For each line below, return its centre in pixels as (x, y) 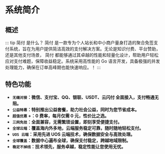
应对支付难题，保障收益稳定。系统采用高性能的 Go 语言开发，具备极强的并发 (82, 61)
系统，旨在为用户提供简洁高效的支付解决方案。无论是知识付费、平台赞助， (85, 49)
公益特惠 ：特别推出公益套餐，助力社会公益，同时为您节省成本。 (76, 110)
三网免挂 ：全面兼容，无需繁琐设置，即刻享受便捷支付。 (67, 122)
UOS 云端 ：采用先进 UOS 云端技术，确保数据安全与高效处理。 (74, 134)
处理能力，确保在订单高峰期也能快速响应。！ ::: (53, 67)
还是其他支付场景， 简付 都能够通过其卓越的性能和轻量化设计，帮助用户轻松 (82, 55)
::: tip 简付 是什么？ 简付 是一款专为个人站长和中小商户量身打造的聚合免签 (80, 43)
